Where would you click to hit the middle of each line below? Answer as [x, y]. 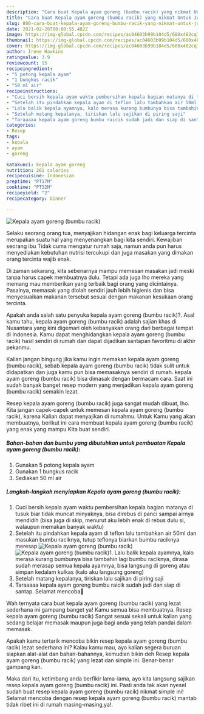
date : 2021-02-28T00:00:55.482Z [47, 29]
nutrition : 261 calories [38, 170]
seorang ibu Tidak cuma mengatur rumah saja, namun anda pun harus [94, 246]
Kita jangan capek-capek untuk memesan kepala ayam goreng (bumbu [95, 409]
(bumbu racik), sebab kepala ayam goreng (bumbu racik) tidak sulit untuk [98, 366]
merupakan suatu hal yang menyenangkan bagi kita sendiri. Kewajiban [94, 239]
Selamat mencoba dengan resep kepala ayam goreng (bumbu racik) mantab [102, 698]
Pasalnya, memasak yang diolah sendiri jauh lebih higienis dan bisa [90, 290]
